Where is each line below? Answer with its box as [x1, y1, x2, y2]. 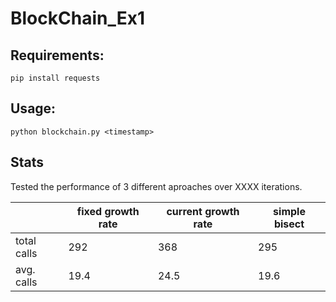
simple [273, 204, 306, 218]
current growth [166, 204, 240, 218]
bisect [273, 217, 305, 231]
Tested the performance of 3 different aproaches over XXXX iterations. [10, 180, 303, 192]
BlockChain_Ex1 [10, 7, 146, 30]
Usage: [10, 100, 57, 117]
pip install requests [10, 73, 101, 83]
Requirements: [10, 47, 105, 64]
